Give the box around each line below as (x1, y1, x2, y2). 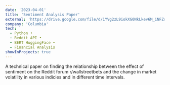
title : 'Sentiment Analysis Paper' (5, 12, 80, 17)
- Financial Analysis (10, 45, 56, 50)
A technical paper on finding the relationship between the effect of (5, 63, 144, 69)
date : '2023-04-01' (5, 7, 47, 13)
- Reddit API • (10, 36, 42, 41)
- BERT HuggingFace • (10, 40, 56, 45)
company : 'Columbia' (5, 21, 49, 27)
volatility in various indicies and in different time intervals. (5, 74, 125, 80)
